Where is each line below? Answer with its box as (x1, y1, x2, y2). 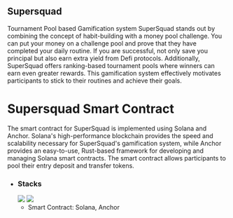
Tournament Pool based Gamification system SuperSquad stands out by (7, 24, 216, 32)
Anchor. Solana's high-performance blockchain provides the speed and (7, 131, 213, 139)
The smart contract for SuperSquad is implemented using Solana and (7, 124, 207, 132)
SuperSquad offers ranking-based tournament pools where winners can (7, 61, 215, 69)
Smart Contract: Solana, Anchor (27, 203, 120, 212)
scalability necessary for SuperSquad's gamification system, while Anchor (7, 139, 222, 147)
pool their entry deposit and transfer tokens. (7, 161, 134, 170)
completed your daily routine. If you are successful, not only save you (7, 46, 209, 55)
